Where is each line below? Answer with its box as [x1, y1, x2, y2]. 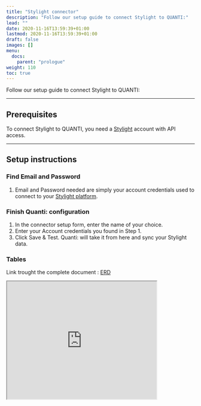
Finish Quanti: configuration [6, 207, 90, 216]
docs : [11, 53, 26, 59]
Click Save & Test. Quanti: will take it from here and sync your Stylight [14, 234, 187, 241]
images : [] [6, 43, 33, 49]
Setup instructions [6, 154, 77, 165]
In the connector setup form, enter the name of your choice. [14, 221, 163, 228]
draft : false [6, 37, 39, 43]
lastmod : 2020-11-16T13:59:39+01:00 [6, 31, 98, 37]
